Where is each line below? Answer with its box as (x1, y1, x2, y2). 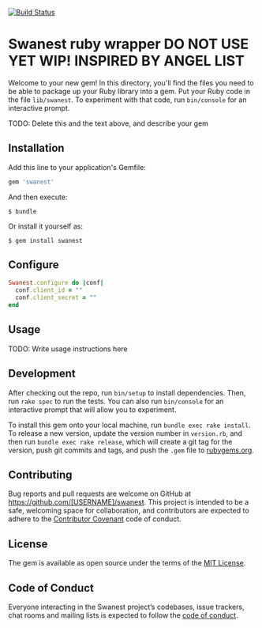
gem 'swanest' (8, 178, 55, 186)
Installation (8, 142, 65, 155)
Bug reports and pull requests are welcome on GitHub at (8, 489, 192, 498)
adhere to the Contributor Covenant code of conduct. (8, 514, 182, 524)
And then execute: (8, 192, 68, 202)
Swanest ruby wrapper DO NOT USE (8, 36, 249, 53)
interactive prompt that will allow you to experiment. (8, 404, 177, 414)
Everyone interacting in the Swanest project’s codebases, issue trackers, (8, 602, 245, 611)
